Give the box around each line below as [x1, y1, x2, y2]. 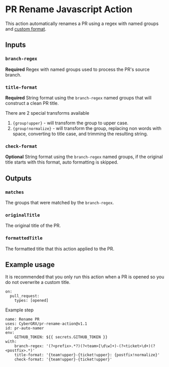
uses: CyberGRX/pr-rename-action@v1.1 [5, 321, 87, 327]
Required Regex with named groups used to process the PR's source [5, 66, 150, 72]
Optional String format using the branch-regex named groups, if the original [5, 154, 163, 160]
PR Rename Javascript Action [5, 4, 133, 15]
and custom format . [5, 25, 47, 32]
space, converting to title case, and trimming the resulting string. [12, 130, 148, 137]
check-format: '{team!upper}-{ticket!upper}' [14, 357, 113, 362]
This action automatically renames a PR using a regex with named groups [5, 20, 159, 27]
